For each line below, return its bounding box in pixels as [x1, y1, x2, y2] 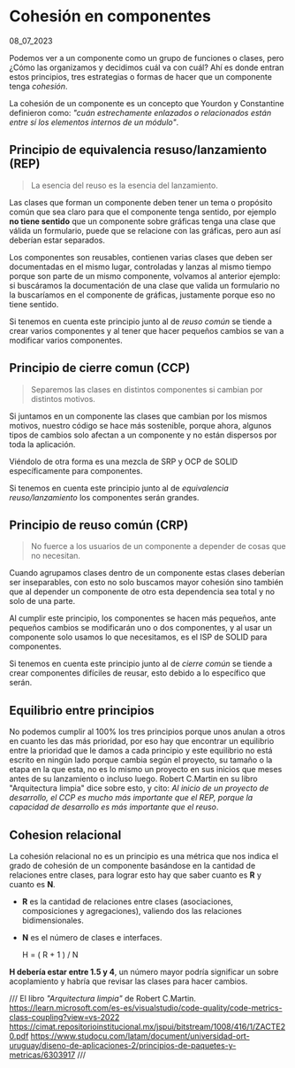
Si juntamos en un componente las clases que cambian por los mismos [9, 410, 268, 422]
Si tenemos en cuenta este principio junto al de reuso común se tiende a [9, 316, 272, 327]
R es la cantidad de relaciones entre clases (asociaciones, [21, 896, 234, 907]
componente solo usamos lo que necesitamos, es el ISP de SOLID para [9, 631, 268, 643]
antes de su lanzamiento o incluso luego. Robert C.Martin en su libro [9, 773, 258, 785]
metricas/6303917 [9, 1049, 76, 1060]
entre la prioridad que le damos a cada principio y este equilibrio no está [9, 746, 273, 756]
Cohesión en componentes [9, 6, 212, 27]
